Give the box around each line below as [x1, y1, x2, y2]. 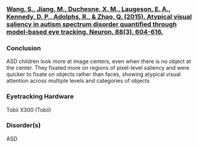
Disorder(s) [6, 121, 41, 129]
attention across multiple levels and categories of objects [6, 77, 150, 84]
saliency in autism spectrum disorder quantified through [6, 20, 177, 29]
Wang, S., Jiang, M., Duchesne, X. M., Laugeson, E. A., [6, 5, 171, 13]
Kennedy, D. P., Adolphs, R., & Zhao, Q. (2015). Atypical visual [6, 12, 192, 21]
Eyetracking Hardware [6, 92, 74, 101]
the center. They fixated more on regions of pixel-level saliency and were [6, 64, 190, 72]
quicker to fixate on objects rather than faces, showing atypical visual [6, 70, 181, 78]
